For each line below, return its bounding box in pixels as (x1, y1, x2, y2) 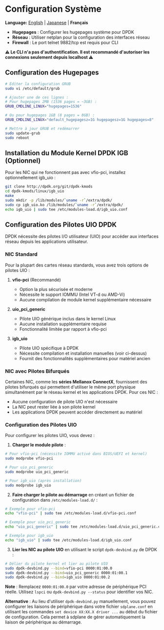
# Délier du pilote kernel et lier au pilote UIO (5, 561, 108, 566)
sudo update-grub (5, 131, 41, 136)
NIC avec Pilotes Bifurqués (5, 367, 70, 374)
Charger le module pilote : (12, 442, 66, 448)
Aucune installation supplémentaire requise (19, 321, 107, 327)
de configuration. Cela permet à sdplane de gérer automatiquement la (5, 614, 145, 620)
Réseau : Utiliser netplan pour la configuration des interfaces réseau (12, 34, 150, 40)
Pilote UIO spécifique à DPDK (19, 345, 79, 351)
